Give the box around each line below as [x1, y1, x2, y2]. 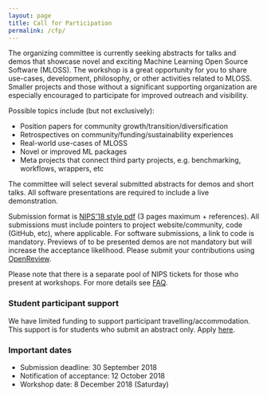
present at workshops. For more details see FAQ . [8, 278, 168, 288]
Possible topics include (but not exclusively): [8, 106, 155, 116]
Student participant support [8, 298, 120, 309]
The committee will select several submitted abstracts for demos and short [8, 179, 254, 189]
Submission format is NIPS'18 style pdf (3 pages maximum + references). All [8, 212, 260, 222]
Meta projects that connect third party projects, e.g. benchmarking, [19, 155, 241, 165]
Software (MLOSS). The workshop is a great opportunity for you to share [8, 65, 247, 75]
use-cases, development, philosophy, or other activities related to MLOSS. [8, 73, 253, 84]
